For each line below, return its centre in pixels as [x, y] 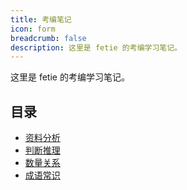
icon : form [33, 29]
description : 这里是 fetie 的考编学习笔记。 [96, 47]
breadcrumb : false [48, 38]
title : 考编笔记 [41, 19]
